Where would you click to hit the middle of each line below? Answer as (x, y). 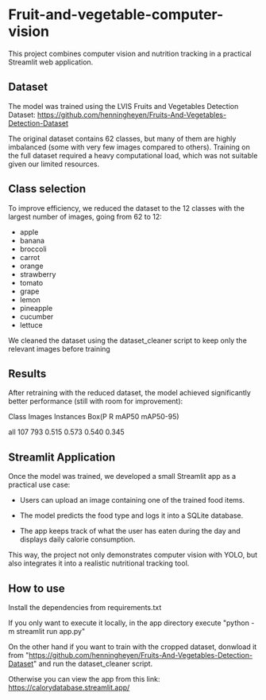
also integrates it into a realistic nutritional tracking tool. (99, 563)
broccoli (33, 249)
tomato (31, 282)
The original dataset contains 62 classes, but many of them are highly (122, 138)
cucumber (37, 317)
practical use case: (39, 485)
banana (32, 240)
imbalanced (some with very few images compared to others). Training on (129, 147)
